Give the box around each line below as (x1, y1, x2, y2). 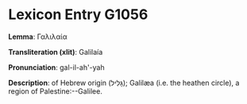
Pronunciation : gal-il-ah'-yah (8, 62, 105, 72)
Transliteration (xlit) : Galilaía (8, 47, 103, 56)
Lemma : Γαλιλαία (8, 32, 68, 41)
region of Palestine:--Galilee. (8, 86, 103, 96)
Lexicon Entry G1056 (8, 6, 149, 24)
